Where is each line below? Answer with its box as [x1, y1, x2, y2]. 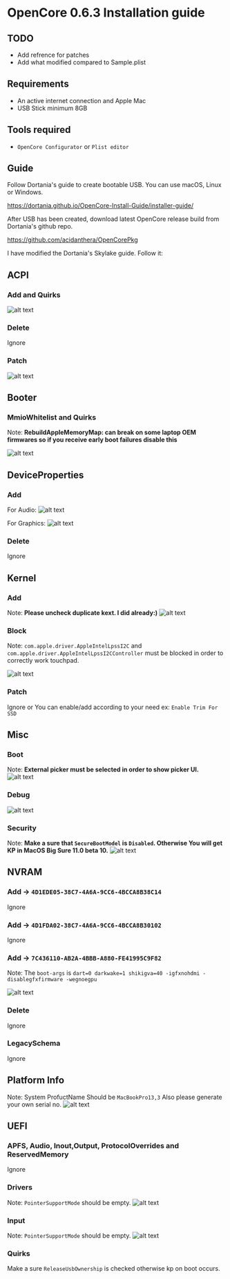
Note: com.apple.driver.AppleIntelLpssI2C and [7, 642, 142, 650]
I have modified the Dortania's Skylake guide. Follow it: [7, 249, 164, 258]
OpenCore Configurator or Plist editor [17, 142, 129, 150]
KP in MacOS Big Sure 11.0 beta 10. [7, 846, 108, 855]
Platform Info [7, 1075, 64, 1086]
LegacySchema [7, 1039, 61, 1048]
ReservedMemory [7, 1150, 69, 1159]
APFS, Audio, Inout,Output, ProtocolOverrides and [7, 1141, 180, 1150]
